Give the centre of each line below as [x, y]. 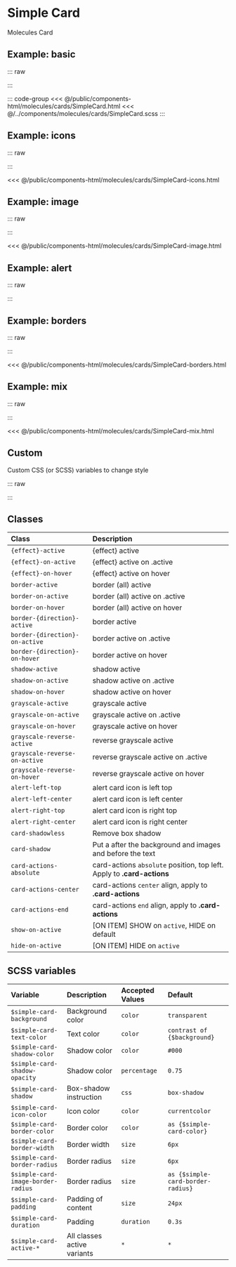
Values [133, 999]
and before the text [124, 853]
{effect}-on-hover [41, 573]
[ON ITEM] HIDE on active [136, 946]
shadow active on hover [132, 692]
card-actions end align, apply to [145, 905]
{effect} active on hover [131, 574]
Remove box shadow [127, 834]
